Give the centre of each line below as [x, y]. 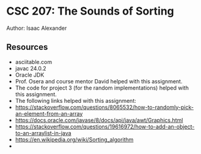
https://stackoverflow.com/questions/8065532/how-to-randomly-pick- [104, 107]
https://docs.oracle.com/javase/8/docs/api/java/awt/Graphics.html [99, 120]
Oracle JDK [30, 75]
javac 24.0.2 [31, 68]
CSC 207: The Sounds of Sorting [90, 11]
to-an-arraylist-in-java [43, 133]
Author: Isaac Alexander [37, 28]
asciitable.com [34, 61]
